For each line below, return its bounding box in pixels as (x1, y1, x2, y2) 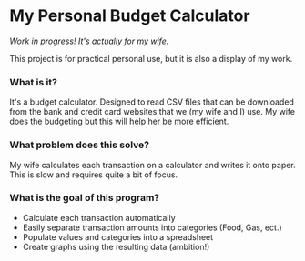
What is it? (9, 75, 57, 88)
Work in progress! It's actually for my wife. (9, 35, 169, 46)
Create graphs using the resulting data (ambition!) (22, 241, 210, 252)
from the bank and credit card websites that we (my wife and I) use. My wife (9, 106, 296, 117)
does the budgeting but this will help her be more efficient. (9, 115, 229, 127)
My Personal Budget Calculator (9, 5, 250, 26)
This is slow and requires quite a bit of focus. (9, 169, 178, 180)
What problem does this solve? (9, 138, 150, 151)
